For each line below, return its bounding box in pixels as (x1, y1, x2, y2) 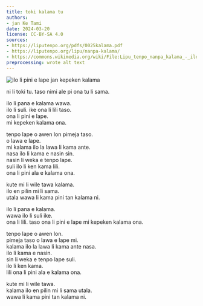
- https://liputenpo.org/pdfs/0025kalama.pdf (6, 43, 123, 49)
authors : (6, 15, 28, 21)
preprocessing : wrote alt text (6, 59, 85, 65)
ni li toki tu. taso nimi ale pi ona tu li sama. (6, 88, 110, 95)
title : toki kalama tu (6, 8, 63, 15)
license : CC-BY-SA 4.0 (6, 31, 63, 37)
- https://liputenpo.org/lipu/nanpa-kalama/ (6, 48, 120, 54)
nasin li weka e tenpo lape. (6, 156, 72, 163)
